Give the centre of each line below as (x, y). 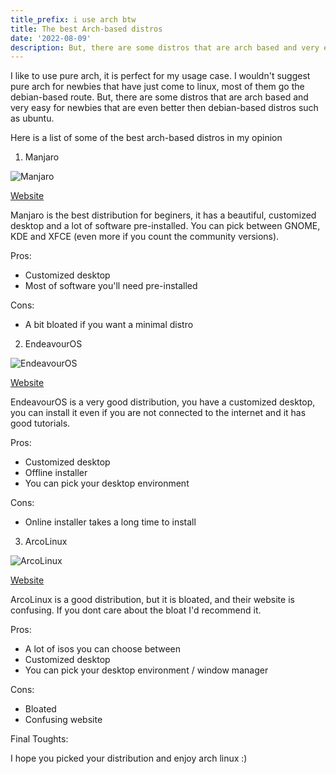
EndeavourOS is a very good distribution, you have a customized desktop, (163, 402)
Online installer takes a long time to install (110, 522)
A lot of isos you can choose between (102, 649)
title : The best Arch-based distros (86, 29)
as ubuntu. (32, 118)
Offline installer (56, 473)
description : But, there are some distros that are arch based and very (165, 47)
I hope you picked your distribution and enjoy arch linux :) (129, 758)
